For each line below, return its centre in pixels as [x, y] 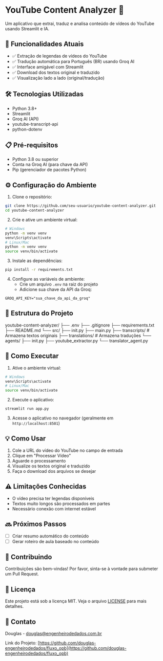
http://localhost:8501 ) [36, 423]
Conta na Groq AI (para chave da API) [50, 165]
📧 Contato [20, 622]
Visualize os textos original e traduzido [51, 466]
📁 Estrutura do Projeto [39, 313]
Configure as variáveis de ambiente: [48, 279]
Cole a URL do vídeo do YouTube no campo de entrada [67, 450]
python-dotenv [27, 129]
